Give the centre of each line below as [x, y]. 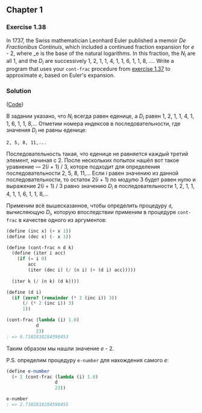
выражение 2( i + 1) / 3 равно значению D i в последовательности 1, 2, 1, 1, [100, 187]
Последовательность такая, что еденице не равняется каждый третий [97, 154]
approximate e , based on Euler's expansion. [61, 76]
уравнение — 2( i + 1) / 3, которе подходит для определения [83, 167]
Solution [19, 91]
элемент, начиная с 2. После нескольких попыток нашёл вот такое [93, 160]
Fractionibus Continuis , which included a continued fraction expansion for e [100, 47]
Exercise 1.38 [26, 27]
